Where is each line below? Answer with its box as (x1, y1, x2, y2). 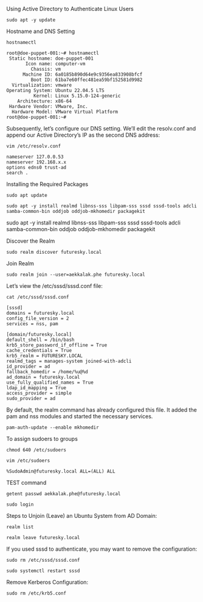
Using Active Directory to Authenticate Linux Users (6, 5, 134, 12)
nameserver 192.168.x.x (6, 159, 67, 165)
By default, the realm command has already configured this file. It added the (6, 406, 198, 414)
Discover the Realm (6, 237, 55, 245)
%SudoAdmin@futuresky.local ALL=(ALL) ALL (6, 468, 115, 475)
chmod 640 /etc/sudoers (6, 447, 67, 453)
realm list (6, 524, 34, 530)
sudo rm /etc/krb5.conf (6, 590, 67, 597)
